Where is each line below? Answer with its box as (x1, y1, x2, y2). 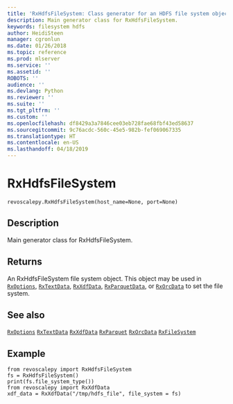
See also (7, 309, 45, 321)
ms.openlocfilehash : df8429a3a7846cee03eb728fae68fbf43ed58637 (7, 119, 194, 127)
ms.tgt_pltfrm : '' (7, 107, 60, 114)
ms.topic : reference (7, 49, 67, 56)
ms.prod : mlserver (7, 56, 60, 62)
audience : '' (7, 81, 45, 88)
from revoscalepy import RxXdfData (7, 385, 110, 392)
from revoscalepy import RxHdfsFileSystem (7, 366, 132, 373)
